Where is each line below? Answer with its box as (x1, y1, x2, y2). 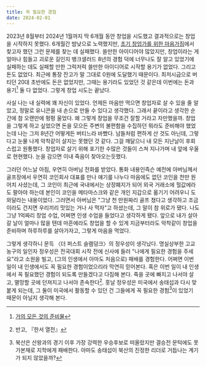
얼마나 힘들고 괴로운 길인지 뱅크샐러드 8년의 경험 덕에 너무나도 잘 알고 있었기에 (6, 55, 194, 62)
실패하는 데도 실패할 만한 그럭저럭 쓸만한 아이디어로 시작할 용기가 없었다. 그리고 (6, 62, 196, 70)
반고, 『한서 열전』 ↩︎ (15, 326, 67, 333)
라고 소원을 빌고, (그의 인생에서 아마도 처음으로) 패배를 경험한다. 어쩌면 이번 (13, 255, 194, 263)
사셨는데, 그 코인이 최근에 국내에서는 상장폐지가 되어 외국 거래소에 (17, 181, 175, 189)
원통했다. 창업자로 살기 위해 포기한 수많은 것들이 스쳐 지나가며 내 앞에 (22, 145, 188, 153)
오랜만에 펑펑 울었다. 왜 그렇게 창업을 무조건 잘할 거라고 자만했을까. (24, 115, 185, 122)
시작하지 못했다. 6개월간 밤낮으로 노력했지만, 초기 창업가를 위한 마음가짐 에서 (12, 40, 195, 47)
